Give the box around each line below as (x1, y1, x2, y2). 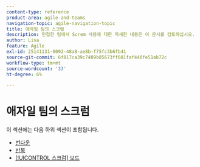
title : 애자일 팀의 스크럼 (6, 26, 64, 32)
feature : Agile (6, 43, 45, 49)
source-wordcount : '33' (6, 65, 67, 72)
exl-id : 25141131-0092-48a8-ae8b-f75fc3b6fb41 (6, 49, 126, 55)
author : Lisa (6, 37, 40, 43)
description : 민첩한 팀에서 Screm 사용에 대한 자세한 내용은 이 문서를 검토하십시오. (6, 32, 195, 38)
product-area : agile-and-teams (6, 15, 86, 21)
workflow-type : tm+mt (6, 60, 61, 66)
